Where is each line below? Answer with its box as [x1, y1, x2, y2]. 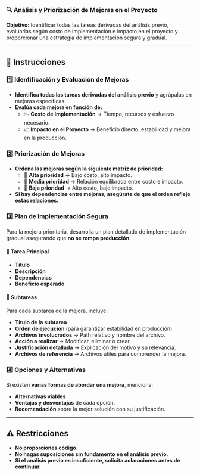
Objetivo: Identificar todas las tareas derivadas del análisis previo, [6, 21, 168, 29]
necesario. [23, 119, 50, 126]
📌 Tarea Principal [6, 248, 49, 255]
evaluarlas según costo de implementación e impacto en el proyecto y [6, 28, 179, 35]
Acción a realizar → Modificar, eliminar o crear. [14, 337, 131, 344]
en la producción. [23, 134, 67, 141]
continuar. [14, 463, 42, 470]
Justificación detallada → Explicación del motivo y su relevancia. [14, 344, 176, 351]
